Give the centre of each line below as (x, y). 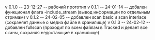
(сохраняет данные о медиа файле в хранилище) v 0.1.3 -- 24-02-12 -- (78, 22)
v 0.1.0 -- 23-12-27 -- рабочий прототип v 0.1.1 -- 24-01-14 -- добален (76, 7)
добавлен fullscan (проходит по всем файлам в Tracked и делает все (76, 27)
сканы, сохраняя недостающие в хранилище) (52, 33)
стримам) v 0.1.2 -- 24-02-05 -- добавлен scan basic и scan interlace (76, 17)
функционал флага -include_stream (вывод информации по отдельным (78, 12)
